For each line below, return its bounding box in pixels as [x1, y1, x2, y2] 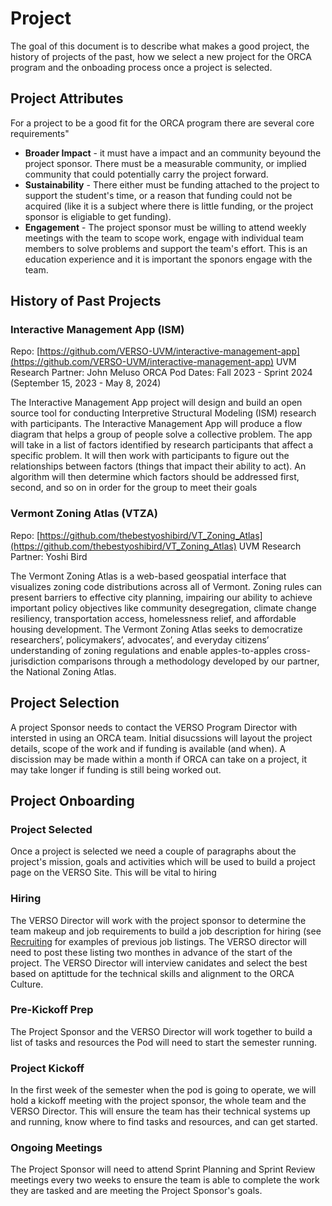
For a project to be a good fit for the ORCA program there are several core [10, 117, 315, 129]
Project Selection [10, 695, 120, 712]
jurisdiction [10, 655, 57, 667]
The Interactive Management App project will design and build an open [10, 397, 303, 409]
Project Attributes [10, 90, 124, 107]
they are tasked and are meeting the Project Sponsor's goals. [10, 1185, 263, 1197]
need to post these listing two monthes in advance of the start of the [10, 946, 293, 958]
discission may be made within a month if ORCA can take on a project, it [10, 753, 307, 765]
